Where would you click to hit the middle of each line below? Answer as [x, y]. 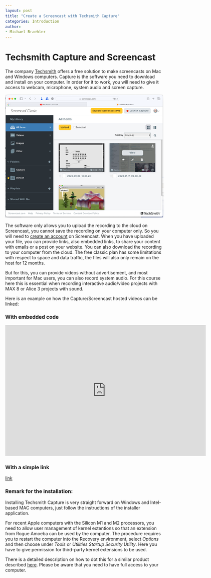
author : [13, 27]
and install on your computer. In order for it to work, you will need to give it [82, 82]
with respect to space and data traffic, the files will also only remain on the [82, 257]
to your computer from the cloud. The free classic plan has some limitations [83, 252]
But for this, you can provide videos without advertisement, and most [76, 272]
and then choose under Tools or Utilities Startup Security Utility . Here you [81, 544]
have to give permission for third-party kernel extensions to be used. [76, 549]
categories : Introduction [32, 21]
